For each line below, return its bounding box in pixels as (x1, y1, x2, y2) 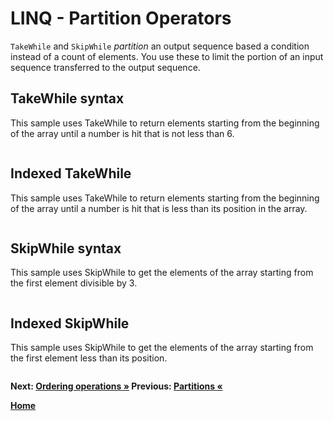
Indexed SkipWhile (10, 315, 130, 332)
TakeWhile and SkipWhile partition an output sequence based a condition (10, 40, 310, 52)
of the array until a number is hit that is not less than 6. (10, 127, 235, 139)
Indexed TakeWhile (10, 165, 132, 182)
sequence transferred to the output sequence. (10, 61, 201, 73)
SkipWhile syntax (10, 240, 122, 257)
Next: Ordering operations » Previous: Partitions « (10, 380, 223, 392)
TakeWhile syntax (10, 90, 125, 107)
